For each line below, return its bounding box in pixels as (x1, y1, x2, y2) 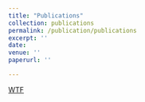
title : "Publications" (8, 11, 84, 20)
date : (8, 41, 26, 49)
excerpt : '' (8, 33, 48, 42)
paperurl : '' (8, 57, 52, 65)
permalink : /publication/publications (8, 26, 137, 34)
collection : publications (8, 19, 94, 27)
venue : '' (8, 49, 41, 57)
